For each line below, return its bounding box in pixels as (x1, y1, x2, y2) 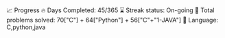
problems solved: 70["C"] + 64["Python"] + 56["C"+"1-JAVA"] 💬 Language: (6, 16, 219, 24)
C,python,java (6, 23, 46, 31)
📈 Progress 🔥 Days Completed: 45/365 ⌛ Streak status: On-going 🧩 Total (6, 6, 215, 14)
